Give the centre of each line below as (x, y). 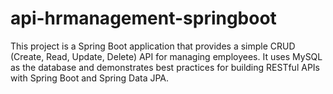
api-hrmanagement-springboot (143, 18)
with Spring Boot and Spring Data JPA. (90, 78)
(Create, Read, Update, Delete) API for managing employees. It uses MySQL (166, 56)
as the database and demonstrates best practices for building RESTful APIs (165, 67)
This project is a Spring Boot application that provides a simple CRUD (153, 46)
